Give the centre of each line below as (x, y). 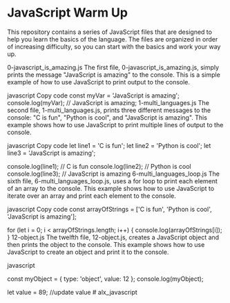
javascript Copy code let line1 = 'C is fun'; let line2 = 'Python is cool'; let (109, 145)
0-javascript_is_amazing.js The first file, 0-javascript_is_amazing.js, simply (113, 67)
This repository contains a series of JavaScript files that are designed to (110, 32)
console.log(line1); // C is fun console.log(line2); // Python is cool (99, 166)
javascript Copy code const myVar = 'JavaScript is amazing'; (93, 95)
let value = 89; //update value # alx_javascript (73, 292)
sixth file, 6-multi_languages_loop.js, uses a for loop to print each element (112, 181)
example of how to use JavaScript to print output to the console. (99, 82)
